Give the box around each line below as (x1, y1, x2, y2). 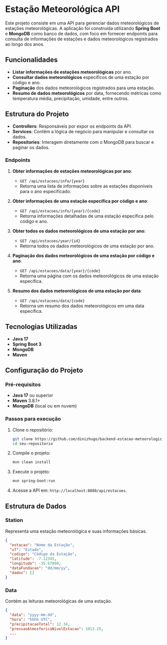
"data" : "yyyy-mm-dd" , (9, 612, 57, 617)
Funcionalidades (5, 56, 58, 64)
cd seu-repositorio (12, 441, 53, 446)
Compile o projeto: (12, 450, 51, 456)
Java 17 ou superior (12, 393, 53, 399)
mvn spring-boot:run (12, 478, 55, 483)
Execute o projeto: (12, 469, 50, 475)
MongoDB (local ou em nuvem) (12, 403, 77, 409)
